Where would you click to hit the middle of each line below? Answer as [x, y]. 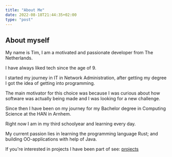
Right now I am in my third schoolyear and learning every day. [71, 124]
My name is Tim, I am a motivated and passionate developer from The [79, 53]
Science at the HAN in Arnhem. [38, 114]
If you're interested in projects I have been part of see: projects [72, 149]
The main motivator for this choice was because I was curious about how [83, 93]
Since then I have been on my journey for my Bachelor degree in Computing [85, 108]
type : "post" [19, 19]
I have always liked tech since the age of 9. [51, 68]
